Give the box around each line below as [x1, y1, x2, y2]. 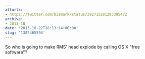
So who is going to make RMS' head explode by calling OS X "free [5, 44, 140, 50]
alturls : [5, 7, 23, 12]
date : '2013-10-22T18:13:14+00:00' [5, 26, 79, 31]
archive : [5, 16, 23, 21]
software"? [5, 49, 28, 55]
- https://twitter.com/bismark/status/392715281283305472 [5, 12, 127, 17]
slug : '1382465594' [5, 30, 46, 35]
